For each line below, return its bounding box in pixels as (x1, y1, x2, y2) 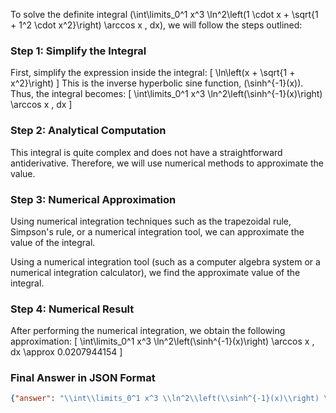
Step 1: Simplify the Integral (10, 44, 147, 58)
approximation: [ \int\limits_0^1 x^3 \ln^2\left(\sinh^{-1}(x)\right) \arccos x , (10, 335, 315, 348)
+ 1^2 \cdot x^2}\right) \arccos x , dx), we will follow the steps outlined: (10, 19, 303, 31)
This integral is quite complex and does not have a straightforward (10, 146, 283, 158)
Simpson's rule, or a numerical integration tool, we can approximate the (10, 225, 305, 238)
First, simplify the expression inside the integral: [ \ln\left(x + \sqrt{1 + (10, 67, 296, 79)
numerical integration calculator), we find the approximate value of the (10, 266, 301, 278)
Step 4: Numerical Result (10, 302, 135, 316)
